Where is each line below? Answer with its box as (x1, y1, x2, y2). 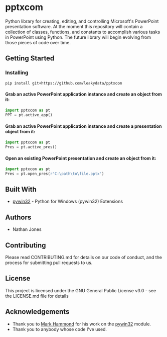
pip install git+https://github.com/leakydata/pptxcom (5, 80, 122, 86)
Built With (5, 185, 37, 194)
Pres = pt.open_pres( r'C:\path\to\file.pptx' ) (5, 171, 104, 176)
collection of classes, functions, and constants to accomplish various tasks (5, 29, 160, 35)
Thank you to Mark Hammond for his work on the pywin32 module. (12, 321, 151, 327)
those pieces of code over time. (5, 39, 71, 45)
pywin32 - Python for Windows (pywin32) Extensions (12, 198, 123, 205)
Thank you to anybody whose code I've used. (12, 326, 107, 332)
